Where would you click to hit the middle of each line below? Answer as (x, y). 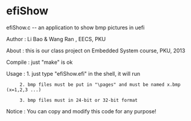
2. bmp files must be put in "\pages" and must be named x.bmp (100, 85)
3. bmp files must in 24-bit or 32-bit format (78, 100)
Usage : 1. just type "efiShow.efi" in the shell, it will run (73, 73)
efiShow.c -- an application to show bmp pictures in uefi (75, 27)
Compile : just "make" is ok (40, 62)
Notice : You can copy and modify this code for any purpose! (81, 111)
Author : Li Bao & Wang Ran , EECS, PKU (56, 39)
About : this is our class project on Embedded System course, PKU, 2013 (96, 50)
